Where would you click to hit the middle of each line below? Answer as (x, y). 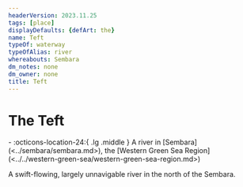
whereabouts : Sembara (44, 60)
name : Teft (26, 37)
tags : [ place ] (32, 23)
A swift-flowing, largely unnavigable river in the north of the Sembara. (122, 174)
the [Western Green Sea (144, 151)
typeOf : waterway (37, 45)
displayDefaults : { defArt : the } (61, 30)
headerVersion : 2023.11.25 (53, 15)
